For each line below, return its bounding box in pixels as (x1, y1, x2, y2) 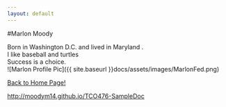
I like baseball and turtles (7, 50, 79, 58)
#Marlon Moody (7, 29, 54, 38)
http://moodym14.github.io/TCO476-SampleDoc (7, 92, 145, 100)
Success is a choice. (7, 57, 66, 66)
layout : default (7, 10, 54, 17)
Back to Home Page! (7, 78, 66, 87)
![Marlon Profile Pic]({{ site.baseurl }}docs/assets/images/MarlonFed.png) (7, 65, 220, 73)
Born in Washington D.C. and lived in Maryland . (7, 42, 144, 51)
